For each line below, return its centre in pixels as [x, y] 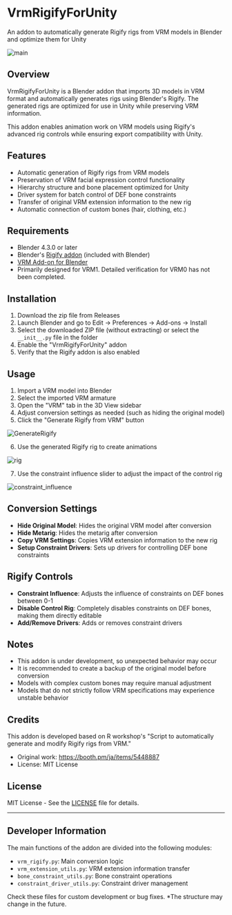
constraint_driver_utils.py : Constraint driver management [103, 883]
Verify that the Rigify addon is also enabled [78, 352]
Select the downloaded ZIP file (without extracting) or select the [108, 330]
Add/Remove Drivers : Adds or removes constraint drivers [100, 623]
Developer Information [57, 831]
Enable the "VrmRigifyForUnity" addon [72, 345]
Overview [29, 74]
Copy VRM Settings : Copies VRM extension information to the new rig [117, 540]
